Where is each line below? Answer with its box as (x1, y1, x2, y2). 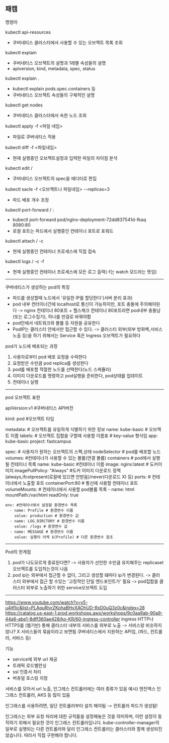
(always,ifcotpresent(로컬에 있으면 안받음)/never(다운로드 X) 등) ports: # (5, 474, 151, 480)
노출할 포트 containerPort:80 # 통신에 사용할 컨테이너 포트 (22, 480, 138, 486)
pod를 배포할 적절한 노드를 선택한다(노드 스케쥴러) (12, 366, 112, 372)
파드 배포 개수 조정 (12, 196, 49, 202)
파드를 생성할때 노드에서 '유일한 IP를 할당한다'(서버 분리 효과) (12, 294, 133, 300)
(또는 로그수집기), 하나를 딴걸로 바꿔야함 (12, 313, 92, 320)
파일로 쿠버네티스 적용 (12, 134, 56, 140)
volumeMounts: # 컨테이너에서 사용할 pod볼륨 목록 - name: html (5, 486, 135, 492)
